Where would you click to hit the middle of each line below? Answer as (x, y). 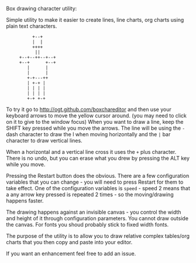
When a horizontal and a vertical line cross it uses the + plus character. (91, 152)
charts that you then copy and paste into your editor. (69, 242)
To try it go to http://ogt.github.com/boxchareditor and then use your (89, 109)
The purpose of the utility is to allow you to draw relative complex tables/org (98, 236)
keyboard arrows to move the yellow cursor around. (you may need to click (97, 116)
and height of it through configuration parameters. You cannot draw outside (97, 218)
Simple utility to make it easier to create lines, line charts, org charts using (95, 20)
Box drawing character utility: (42, 9)
